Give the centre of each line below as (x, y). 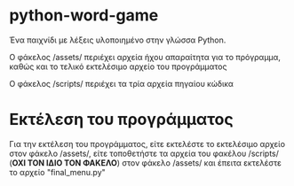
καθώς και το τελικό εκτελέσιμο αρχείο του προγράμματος (118, 66)
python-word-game (84, 15)
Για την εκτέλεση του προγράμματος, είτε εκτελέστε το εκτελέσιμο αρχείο (147, 143)
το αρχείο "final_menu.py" (58, 172)
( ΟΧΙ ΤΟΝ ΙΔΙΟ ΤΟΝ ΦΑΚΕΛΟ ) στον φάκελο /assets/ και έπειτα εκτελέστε (145, 163)
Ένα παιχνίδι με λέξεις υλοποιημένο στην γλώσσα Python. (118, 40)
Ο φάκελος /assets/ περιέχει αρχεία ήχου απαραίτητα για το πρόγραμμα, (145, 57)
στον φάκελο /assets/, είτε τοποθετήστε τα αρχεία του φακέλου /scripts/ (144, 153)
